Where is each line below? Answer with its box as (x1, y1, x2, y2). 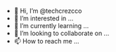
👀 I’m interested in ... (13, 14, 74, 22)
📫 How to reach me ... (13, 37, 79, 45)
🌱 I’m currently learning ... (13, 22, 89, 30)
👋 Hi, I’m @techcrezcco (13, 7, 82, 15)
